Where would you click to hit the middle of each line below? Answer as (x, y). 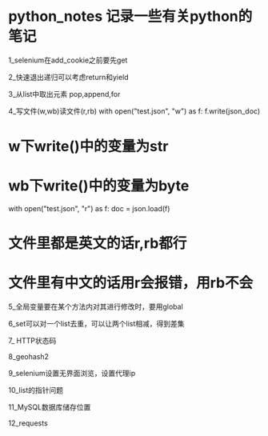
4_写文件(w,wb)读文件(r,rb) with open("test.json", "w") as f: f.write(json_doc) (134, 111)
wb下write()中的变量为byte (99, 186)
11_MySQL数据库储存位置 (50, 407)
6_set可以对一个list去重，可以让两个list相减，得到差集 (97, 324)
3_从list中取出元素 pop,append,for (64, 94)
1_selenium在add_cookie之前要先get (68, 60)
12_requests (28, 423)
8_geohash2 (29, 357)
